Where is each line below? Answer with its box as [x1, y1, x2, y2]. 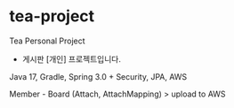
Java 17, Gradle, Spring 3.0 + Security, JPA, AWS [9, 71, 188, 81]
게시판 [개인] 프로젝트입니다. [21, 53, 122, 64]
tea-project [9, 6, 95, 27]
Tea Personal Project [9, 35, 86, 46]
